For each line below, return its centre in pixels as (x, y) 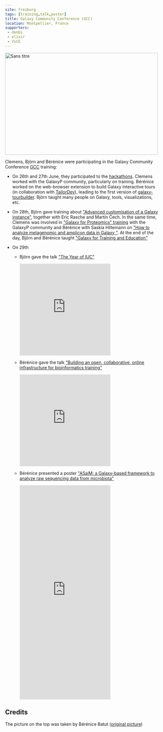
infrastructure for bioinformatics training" (61, 367)
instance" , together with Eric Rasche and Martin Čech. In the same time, (84, 217)
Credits (17, 712)
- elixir (16, 37)
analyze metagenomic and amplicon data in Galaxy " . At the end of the (83, 233)
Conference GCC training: (31, 166)
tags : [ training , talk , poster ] (36, 14)
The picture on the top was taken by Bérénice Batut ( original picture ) (74, 724)
